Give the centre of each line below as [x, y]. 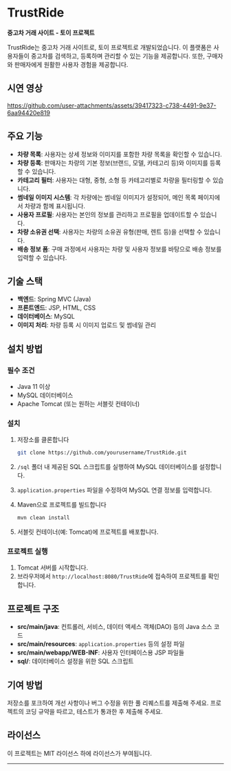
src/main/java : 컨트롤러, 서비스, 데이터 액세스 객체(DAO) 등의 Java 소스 [114, 627]
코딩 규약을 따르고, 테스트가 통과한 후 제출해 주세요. [94, 712]
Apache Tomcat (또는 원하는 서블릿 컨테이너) [78, 404]
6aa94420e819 [29, 112]
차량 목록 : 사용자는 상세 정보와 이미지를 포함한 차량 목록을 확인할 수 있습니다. [119, 154]
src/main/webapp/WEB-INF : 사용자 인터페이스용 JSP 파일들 [100, 652]
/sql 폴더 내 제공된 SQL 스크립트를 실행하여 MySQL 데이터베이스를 [107, 467]
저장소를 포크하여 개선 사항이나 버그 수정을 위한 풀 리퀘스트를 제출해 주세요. [108, 703]
